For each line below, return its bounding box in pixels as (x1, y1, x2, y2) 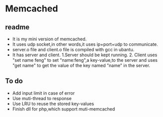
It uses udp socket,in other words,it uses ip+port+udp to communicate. (12, 41, 158, 47)
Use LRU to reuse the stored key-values (12, 101, 94, 107)
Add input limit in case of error (12, 90, 75, 96)
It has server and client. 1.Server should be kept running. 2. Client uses (12, 52, 158, 58)
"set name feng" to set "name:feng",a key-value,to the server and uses (12, 57, 158, 63)
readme (5, 23, 30, 31)
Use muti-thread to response (12, 95, 72, 101)
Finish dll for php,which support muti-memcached (12, 106, 115, 112)
